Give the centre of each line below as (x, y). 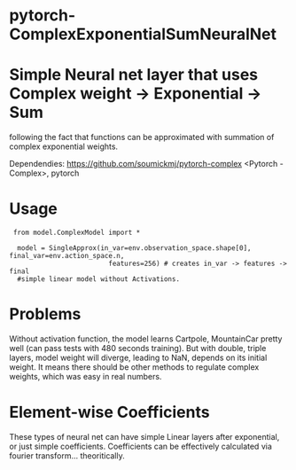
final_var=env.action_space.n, (67, 256)
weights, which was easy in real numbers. (86, 376)
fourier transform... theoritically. (67, 455)
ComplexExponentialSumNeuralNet (143, 34)
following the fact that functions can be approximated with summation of (142, 137)
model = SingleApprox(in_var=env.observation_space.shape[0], (134, 248)
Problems (45, 314)
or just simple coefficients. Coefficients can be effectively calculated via (141, 446)
